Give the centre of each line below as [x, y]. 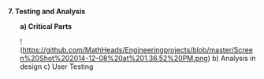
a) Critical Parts [46, 26]
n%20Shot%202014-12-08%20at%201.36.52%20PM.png [113, 58]
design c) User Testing [56, 66]
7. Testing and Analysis [47, 11]
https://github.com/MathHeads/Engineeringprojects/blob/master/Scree [138, 50]
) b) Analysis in [232, 58]
